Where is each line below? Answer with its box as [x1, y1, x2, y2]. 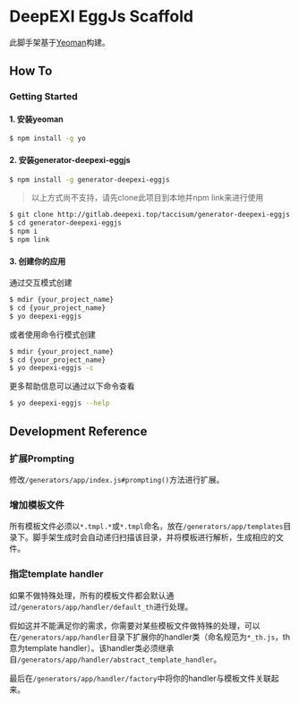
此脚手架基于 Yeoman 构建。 [9, 37, 110, 47]
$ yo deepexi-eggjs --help [9, 399, 110, 408]
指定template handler [9, 568, 104, 580]
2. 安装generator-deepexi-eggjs [9, 154, 132, 165]
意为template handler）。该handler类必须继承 [9, 642, 175, 653]
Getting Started [9, 90, 78, 103]
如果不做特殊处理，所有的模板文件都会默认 [9, 589, 167, 601]
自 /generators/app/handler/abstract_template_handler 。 [9, 654, 222, 664]
